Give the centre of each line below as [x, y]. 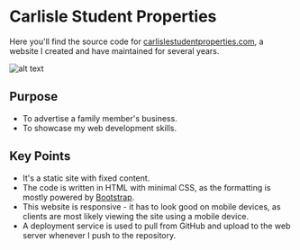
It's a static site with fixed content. [86, 178]
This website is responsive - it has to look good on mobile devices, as [151, 206]
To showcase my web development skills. [100, 128]
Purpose [34, 97]
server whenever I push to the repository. [99, 235]
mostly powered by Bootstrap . [78, 197]
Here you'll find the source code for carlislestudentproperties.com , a [136, 41]
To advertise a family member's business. [100, 118]
